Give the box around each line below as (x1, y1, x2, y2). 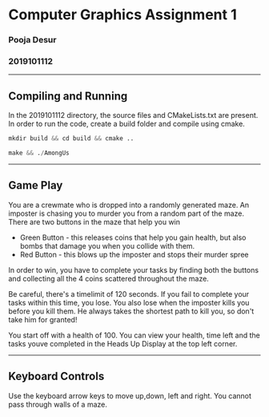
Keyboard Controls (8, 370, 105, 383)
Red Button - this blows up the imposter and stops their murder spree (19, 249, 249, 259)
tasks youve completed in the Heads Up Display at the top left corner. (8, 338, 238, 348)
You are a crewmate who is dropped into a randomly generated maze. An (8, 200, 250, 209)
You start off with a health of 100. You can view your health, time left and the (8, 330, 260, 340)
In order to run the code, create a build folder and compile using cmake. (8, 119, 246, 129)
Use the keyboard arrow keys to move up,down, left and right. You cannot (8, 391, 252, 400)
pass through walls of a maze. (8, 399, 108, 409)
